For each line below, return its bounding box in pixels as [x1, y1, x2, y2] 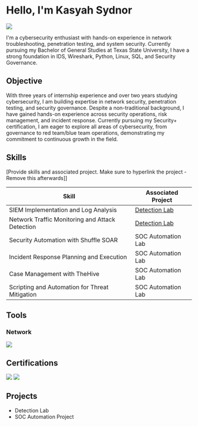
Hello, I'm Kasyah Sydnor [6, 4, 133, 17]
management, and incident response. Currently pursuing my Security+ [6, 117, 177, 124]
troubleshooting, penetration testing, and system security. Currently [6, 40, 171, 47]
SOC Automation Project [14, 413, 74, 420]
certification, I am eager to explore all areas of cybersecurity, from [6, 123, 167, 130]
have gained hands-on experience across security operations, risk [6, 110, 167, 118]
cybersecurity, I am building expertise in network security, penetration [6, 98, 177, 105]
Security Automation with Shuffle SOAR [9, 236, 118, 244]
